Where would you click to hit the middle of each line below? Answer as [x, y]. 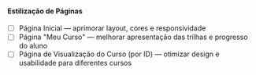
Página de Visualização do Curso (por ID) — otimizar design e [119, 54]
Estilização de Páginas [45, 11]
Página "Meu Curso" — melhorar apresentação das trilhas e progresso [134, 37]
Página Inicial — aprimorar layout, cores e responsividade [112, 28]
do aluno [33, 46]
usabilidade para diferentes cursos [75, 63]
